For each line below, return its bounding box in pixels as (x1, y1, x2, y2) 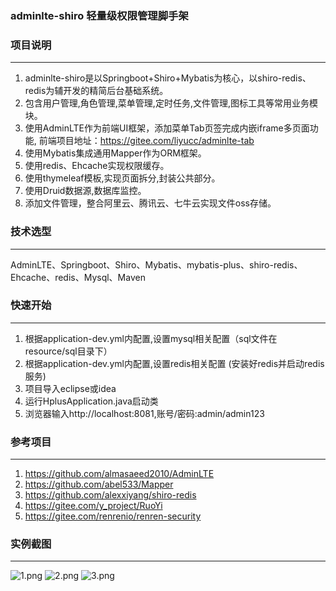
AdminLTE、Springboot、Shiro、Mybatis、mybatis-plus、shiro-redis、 (10, 258, 303, 271)
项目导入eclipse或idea (24, 382, 117, 394)
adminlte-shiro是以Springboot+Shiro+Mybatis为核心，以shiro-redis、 (24, 72, 312, 84)
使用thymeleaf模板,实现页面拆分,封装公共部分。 (24, 172, 221, 184)
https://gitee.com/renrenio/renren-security (24, 510, 202, 522)
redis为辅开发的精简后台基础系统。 (24, 85, 169, 97)
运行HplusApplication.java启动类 (24, 395, 159, 407)
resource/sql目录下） (24, 345, 113, 357)
